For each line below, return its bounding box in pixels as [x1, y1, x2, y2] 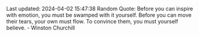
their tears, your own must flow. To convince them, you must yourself [6, 18, 178, 25]
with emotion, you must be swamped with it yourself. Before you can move [6, 11, 192, 19]
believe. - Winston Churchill [6, 24, 75, 31]
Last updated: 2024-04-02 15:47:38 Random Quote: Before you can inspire [6, 5, 194, 12]
